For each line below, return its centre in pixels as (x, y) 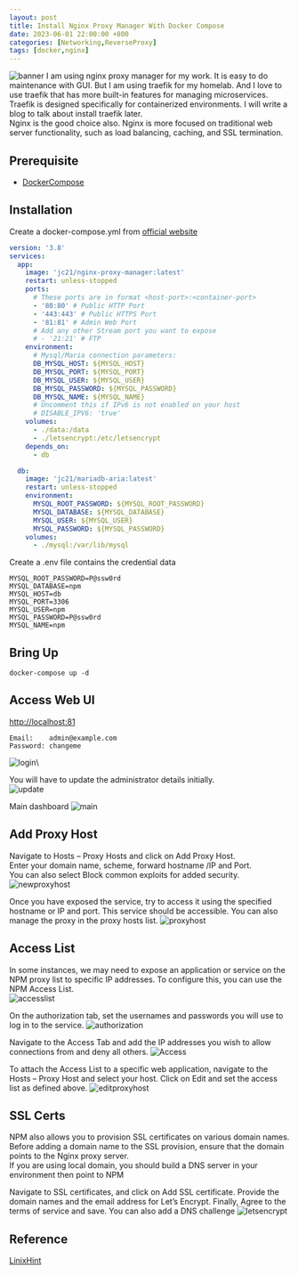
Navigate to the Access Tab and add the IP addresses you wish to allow (140, 1042)
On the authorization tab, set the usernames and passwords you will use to (146, 1015)
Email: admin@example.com (63, 738)
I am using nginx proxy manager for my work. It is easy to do (157, 76)
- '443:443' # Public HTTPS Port (95, 314)
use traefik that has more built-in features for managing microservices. (139, 95)
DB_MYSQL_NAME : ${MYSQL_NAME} (89, 397)
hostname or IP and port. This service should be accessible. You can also (144, 911)
